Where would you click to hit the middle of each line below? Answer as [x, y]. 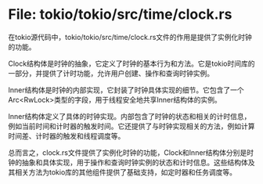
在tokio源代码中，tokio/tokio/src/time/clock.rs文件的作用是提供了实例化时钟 [130, 37]
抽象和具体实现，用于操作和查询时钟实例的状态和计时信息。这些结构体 [135, 162]
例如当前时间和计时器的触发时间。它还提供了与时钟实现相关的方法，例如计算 [131, 126]
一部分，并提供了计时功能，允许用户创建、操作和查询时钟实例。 [111, 73]
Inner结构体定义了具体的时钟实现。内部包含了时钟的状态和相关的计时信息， [130, 116]
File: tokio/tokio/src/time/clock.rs [120, 14]
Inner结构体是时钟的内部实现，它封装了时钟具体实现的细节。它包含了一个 [126, 90]
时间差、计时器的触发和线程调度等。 [67, 135]
